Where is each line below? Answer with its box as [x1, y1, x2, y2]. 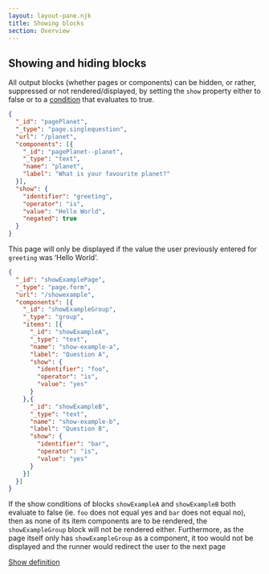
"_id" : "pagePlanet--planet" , [22, 148, 124, 156]
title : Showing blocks [8, 19, 84, 27]
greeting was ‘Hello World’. [8, 253, 99, 263]
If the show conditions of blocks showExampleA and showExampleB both [8, 499, 236, 509]
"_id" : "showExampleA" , [29, 328, 110, 336]
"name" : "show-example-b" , [29, 417, 120, 425]
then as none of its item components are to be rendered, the [8, 516, 207, 526]
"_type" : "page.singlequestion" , [15, 125, 128, 133]
